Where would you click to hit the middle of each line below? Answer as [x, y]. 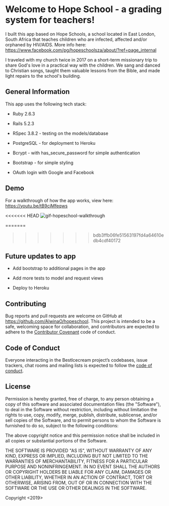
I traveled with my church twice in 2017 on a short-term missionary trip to [81, 60]
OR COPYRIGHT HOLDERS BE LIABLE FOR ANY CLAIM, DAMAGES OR [78, 472]
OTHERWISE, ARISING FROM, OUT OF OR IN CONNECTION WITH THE [79, 482]
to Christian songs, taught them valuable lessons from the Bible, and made [83, 70]
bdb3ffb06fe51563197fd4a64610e [128, 235]
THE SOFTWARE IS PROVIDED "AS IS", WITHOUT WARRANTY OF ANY [79, 451]
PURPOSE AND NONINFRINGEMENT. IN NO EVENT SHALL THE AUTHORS [83, 466]
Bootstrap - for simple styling [43, 162]
